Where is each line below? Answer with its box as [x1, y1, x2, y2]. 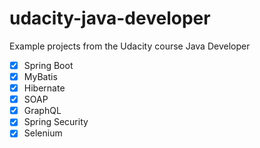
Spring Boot [23, 59, 74, 71]
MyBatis [23, 71, 58, 82]
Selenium [23, 127, 63, 139]
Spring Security [23, 116, 89, 128]
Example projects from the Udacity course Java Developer [9, 40, 251, 52]
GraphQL [23, 105, 62, 117]
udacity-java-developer [9, 7, 211, 30]
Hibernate [23, 82, 66, 94]
